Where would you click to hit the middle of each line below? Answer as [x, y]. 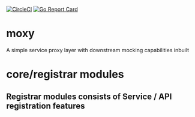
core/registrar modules [65, 74]
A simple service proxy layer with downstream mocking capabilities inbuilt [98, 50]
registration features [46, 106]
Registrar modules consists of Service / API [89, 96]
